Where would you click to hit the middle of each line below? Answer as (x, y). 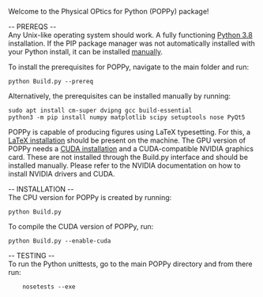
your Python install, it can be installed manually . (86, 52)
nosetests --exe (49, 287)
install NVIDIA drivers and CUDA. (62, 174)
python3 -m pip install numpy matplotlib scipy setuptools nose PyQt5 (127, 117)
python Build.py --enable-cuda (60, 241)
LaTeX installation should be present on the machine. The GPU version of (127, 140)
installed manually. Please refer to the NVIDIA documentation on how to (124, 165)
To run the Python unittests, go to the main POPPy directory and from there (130, 264)
